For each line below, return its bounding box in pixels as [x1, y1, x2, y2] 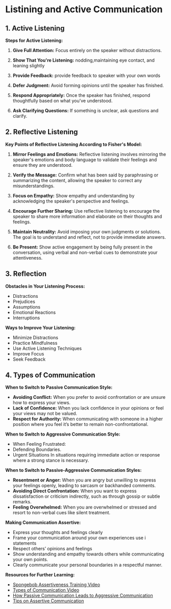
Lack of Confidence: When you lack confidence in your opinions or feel [12, 405, 164, 411]
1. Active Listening [5, 24, 65, 33]
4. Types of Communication [5, 371, 95, 379]
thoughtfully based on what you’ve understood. [12, 98, 113, 104]
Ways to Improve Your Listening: [5, 324, 76, 331]
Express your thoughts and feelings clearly [12, 529, 103, 536]
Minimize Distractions [12, 334, 59, 340]
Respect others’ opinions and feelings [12, 546, 92, 552]
